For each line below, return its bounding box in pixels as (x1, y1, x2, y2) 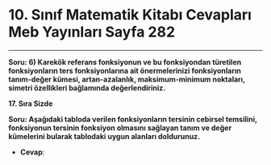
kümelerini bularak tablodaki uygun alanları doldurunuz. (8, 131, 201, 141)
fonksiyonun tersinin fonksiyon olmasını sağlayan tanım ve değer (8, 123, 232, 133)
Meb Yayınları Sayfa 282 (8, 23, 176, 41)
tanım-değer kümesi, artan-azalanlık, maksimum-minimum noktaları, (8, 74, 246, 84)
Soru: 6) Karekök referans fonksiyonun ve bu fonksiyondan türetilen (8, 57, 242, 66)
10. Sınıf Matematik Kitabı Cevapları (8, 6, 252, 24)
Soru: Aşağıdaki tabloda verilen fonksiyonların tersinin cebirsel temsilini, (8, 114, 258, 124)
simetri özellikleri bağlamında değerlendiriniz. (8, 82, 166, 92)
